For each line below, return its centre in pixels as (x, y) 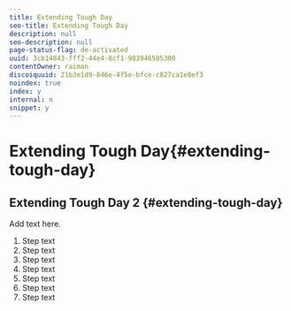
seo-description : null (51, 42)
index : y (25, 91)
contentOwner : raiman (49, 67)
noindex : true (35, 83)
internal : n (31, 99)
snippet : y (29, 108)
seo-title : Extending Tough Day (69, 26)
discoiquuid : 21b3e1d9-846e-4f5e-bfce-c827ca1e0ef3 (106, 75)
